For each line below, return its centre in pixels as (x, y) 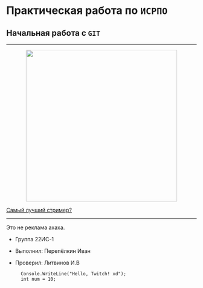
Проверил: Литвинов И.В (47, 263)
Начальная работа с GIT (53, 33)
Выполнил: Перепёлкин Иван (53, 251)
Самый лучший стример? (39, 210)
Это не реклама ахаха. (36, 227)
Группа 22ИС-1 (34, 239)
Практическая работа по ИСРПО (87, 11)
